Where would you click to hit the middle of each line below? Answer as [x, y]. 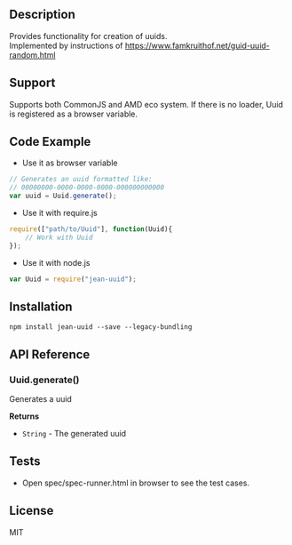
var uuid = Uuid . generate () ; [63, 196]
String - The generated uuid [74, 434]
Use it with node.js [56, 262]
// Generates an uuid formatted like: [81, 180]
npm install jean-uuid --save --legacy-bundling [101, 327]
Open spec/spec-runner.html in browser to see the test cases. [136, 483]
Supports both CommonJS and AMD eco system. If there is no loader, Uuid [146, 104]
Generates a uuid [41, 399]
